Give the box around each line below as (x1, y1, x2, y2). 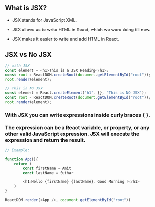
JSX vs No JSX (5, 50, 52, 59)
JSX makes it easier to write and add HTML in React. (12, 36, 119, 42)
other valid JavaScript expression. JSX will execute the (5, 130, 140, 137)
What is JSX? (5, 4, 47, 12)
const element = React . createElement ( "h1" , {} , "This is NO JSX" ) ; (5, 90, 147, 95)
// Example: (5, 148, 30, 153)
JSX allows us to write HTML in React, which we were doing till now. (12, 27, 151, 32)
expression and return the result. (5, 137, 86, 144)
